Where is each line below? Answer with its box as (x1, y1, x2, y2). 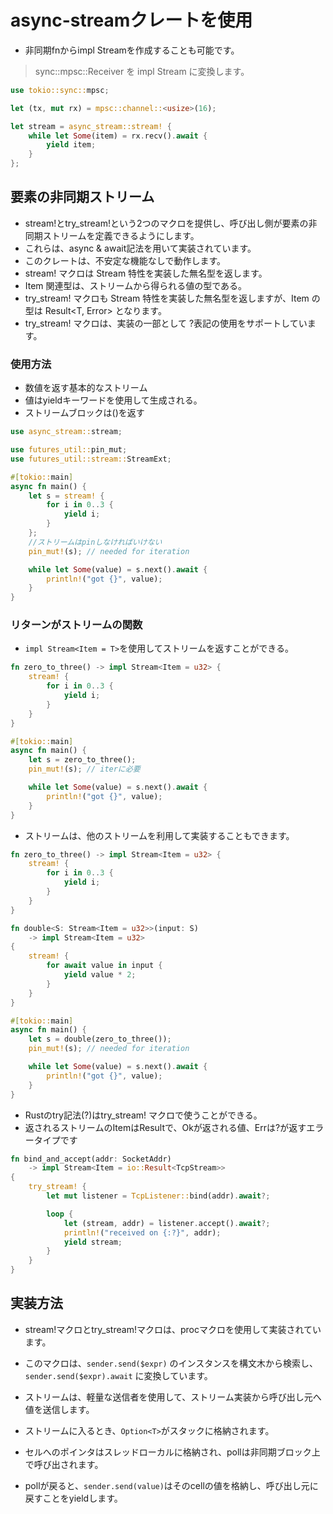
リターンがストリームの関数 (10, 618, 143, 632)
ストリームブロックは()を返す (24, 407, 145, 419)
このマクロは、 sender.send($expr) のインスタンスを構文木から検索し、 (24, 1357, 319, 1369)
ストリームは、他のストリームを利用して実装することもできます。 (24, 829, 295, 841)
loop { (46, 1209, 74, 1219)
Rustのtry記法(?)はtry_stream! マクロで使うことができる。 (24, 1109, 263, 1121)
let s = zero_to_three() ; (28, 755, 137, 765)
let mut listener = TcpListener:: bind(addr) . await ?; (46, 1191, 271, 1201)
